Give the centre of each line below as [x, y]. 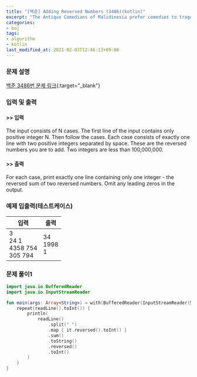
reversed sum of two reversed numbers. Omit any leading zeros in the [90, 184]
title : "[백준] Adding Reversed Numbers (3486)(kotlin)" [76, 11]
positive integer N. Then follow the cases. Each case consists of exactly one [98, 137]
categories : [21, 22]
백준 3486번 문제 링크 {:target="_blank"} [53, 85]
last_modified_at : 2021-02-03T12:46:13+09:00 [62, 50]
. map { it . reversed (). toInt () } [87, 330]
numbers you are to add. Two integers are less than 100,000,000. [85, 150]
